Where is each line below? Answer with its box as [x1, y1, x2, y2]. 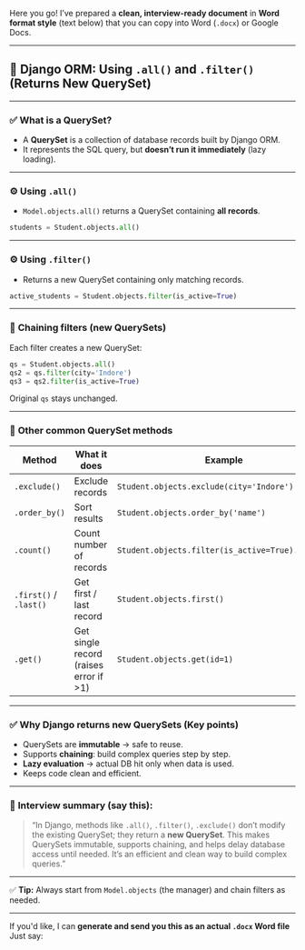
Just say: [9, 931, 44, 942]
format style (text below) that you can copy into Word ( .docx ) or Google [9, 17, 279, 28]
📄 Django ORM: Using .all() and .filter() [9, 62, 255, 77]
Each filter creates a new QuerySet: [9, 342, 143, 353]
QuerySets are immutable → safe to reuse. [22, 738, 183, 749]
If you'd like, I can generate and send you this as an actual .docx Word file [9, 921, 290, 932]
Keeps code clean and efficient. [22, 767, 143, 778]
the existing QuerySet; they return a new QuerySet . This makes [31, 829, 271, 840]
